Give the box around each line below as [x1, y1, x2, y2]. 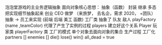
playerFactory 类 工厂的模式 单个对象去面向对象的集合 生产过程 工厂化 [14, 29, 156, 34]
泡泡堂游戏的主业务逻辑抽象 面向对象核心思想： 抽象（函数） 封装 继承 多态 [5, 4, 157, 10]
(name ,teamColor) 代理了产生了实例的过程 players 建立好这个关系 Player [5, 22, 152, 28]
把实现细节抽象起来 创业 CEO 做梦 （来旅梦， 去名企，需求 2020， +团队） [5, 10, 156, 16]
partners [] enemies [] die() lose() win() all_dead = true [5, 34, 115, 40]
